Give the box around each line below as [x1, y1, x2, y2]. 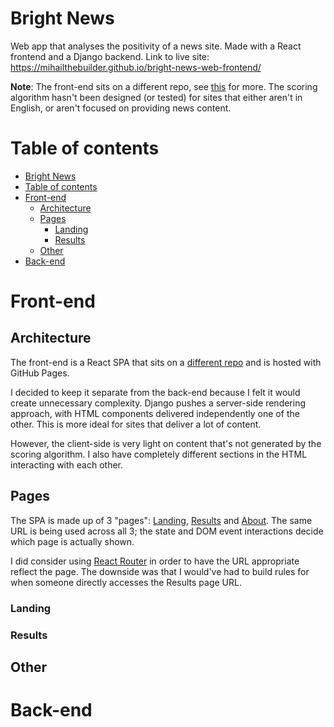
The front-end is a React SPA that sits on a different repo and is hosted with [10, 356, 322, 368]
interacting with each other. [10, 458, 124, 471]
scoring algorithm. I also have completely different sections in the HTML [10, 448, 308, 460]
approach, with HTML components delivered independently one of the [10, 407, 300, 419]
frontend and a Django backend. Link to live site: [10, 50, 210, 62]
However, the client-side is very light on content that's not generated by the [10, 437, 322, 449]
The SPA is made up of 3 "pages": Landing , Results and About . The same [10, 514, 313, 526]
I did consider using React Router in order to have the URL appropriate [10, 555, 300, 567]
